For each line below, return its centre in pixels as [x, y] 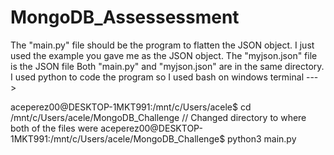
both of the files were [54, 128]
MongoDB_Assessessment [125, 17]
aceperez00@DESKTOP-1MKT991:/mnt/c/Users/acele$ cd [131, 107]
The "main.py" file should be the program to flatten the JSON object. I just [162, 45]
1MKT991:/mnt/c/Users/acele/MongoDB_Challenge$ [118, 138]
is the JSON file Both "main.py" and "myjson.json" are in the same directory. [167, 66]
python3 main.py [262, 138]
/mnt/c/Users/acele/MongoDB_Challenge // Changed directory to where [158, 117]
